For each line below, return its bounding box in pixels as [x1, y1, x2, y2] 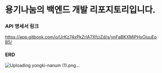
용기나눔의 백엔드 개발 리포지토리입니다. [5, 4, 156, 15]
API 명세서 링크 [5, 23, 39, 29]
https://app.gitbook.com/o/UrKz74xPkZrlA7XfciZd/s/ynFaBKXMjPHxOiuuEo [5, 34, 157, 40]
